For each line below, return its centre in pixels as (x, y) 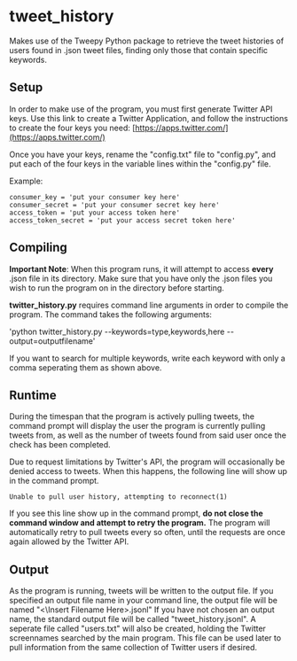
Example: (26, 181)
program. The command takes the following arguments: (111, 314)
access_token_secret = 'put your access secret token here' (123, 220)
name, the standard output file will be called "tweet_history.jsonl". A (133, 619)
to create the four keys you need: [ (72, 128)
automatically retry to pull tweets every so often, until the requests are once (147, 533)
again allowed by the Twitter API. (69, 541)
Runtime (33, 395)
